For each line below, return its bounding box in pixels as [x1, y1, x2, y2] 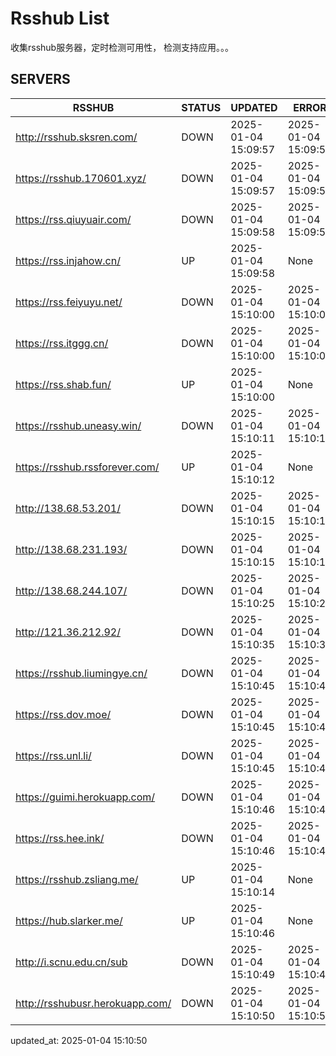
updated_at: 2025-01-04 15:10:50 [10, 1034, 148, 1046]
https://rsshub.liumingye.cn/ [15, 666, 148, 680]
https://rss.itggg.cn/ [15, 336, 109, 350]
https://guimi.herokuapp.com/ [15, 790, 156, 804]
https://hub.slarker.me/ [15, 913, 123, 927]
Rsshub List [10, 7, 110, 30]
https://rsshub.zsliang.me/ [15, 872, 139, 886]
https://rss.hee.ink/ [15, 831, 105, 845]
